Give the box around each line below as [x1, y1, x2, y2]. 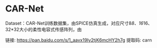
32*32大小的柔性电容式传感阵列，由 [5, 26, 82, 32]
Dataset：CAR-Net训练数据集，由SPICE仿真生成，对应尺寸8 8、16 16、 [5, 20, 153, 26]
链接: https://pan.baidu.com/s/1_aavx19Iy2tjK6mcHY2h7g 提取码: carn [5, 37, 152, 43]
